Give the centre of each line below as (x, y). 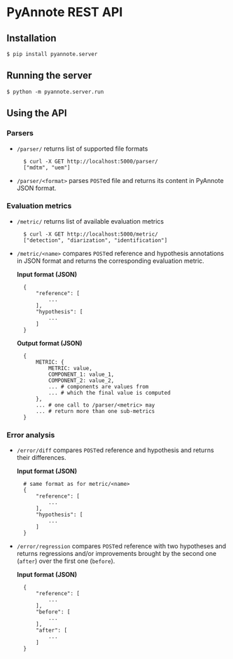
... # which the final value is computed (109, 393)
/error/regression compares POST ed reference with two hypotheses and (121, 546)
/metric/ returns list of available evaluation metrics (90, 221)
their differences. (42, 458)
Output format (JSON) (49, 343)
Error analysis (31, 435)
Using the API (37, 113)
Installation (31, 38)
